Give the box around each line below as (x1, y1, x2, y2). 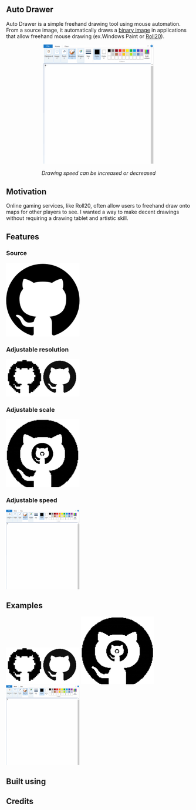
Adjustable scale (6, 405, 55, 414)
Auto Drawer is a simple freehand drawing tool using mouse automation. (6, 20, 181, 27)
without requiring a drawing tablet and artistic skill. (6, 215, 129, 222)
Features (6, 232, 39, 242)
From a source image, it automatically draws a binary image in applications (6, 26, 187, 33)
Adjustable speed (6, 496, 58, 504)
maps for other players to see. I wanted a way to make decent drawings (6, 208, 180, 216)
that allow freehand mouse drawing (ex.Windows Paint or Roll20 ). (6, 32, 165, 40)
